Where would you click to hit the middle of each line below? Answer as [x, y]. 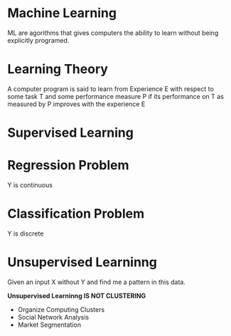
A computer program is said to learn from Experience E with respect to [111, 89]
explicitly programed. [38, 40]
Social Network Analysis [53, 317]
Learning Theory [58, 69]
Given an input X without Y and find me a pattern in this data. [97, 282]
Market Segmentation [49, 325]
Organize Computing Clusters [61, 309]
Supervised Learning [70, 133]
